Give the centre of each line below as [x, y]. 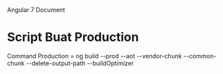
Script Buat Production [73, 37]
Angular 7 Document [36, 10]
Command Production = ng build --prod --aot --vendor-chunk [95, 56]
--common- [200, 56]
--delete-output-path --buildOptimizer [80, 63]
